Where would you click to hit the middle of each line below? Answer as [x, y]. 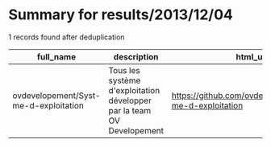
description [136, 56]
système [125, 80]
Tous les [125, 70]
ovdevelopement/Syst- [56, 96]
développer [130, 100]
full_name [56, 56]
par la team [130, 110]
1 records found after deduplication [67, 37]
